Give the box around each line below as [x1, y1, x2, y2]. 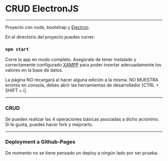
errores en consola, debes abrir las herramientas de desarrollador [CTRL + [5, 82, 159, 88]
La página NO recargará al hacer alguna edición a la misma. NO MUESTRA [5, 77, 158, 83]
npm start [5, 46, 29, 52]
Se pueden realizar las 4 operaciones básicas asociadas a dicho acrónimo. [5, 116, 159, 122]
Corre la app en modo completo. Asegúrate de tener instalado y [5, 56, 136, 62]
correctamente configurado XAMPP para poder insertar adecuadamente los [5, 62, 161, 68]
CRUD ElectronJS [5, 3, 79, 14]
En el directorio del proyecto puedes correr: [5, 33, 95, 40]
